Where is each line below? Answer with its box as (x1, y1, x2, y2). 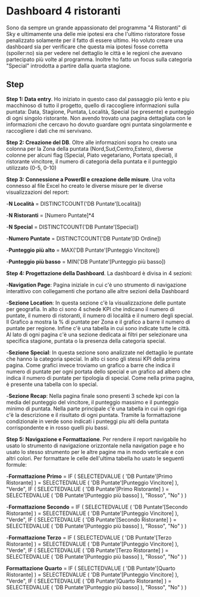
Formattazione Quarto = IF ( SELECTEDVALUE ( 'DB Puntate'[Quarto (6, 564, 176, 572)
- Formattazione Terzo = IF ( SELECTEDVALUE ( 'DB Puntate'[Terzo (6, 534, 172, 541)
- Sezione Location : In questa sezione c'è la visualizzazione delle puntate (6, 299, 186, 306)
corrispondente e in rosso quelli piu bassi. (6, 424, 109, 431)
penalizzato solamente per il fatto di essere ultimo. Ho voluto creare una (6, 36, 183, 44)
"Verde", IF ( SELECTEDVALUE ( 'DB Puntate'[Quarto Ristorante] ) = (6, 577, 172, 584)
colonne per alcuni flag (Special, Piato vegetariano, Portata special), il (6, 151, 177, 159)
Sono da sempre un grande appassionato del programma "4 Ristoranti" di (6, 24, 187, 31)
